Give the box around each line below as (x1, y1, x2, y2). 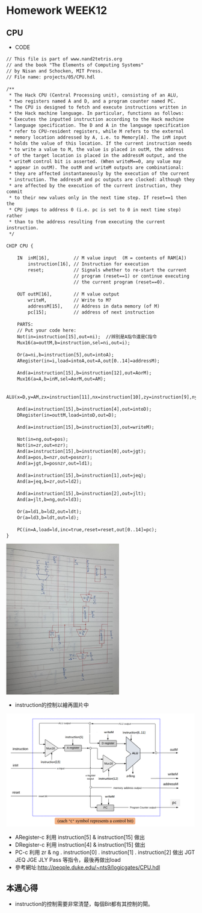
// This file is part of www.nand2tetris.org (6, 56, 122, 62)
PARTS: (17, 321, 34, 327)
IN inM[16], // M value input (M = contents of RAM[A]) (17, 255, 187, 261)
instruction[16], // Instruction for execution (28, 261, 149, 267)
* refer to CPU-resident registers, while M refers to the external (8, 128, 185, 134)
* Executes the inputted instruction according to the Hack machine (8, 116, 185, 122)
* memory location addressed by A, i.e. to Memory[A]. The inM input (8, 134, 187, 141)
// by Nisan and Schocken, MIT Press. (6, 68, 103, 74)
